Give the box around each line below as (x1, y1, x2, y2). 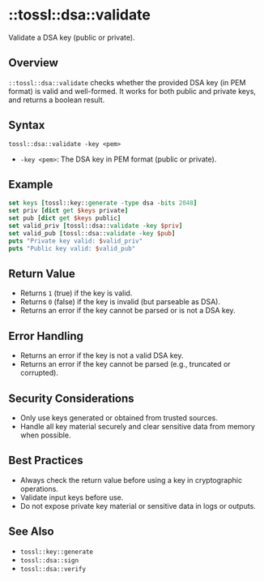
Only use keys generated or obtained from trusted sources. (19, 412, 219, 423)
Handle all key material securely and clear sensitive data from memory (19, 421, 255, 431)
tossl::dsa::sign (19, 556, 79, 565)
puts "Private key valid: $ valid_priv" (8, 237, 143, 245)
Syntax (8, 118, 45, 132)
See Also (8, 525, 54, 539)
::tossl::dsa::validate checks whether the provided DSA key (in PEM (8, 77, 246, 87)
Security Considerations (8, 391, 135, 405)
